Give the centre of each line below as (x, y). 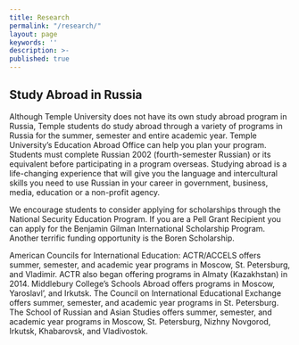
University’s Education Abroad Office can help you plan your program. (138, 144)
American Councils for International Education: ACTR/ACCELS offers (135, 255)
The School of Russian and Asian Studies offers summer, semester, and (141, 312)
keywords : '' (33, 42)
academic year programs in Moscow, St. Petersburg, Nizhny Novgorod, (140, 321)
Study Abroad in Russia (76, 95)
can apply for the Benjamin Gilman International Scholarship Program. (137, 228)
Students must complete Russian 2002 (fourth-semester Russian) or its (140, 154)
